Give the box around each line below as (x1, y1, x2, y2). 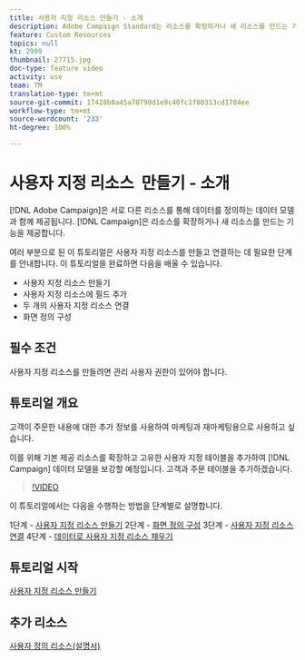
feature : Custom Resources (9, 30, 112, 39)
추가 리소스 (9, 615, 68, 630)
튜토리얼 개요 (9, 396, 79, 411)
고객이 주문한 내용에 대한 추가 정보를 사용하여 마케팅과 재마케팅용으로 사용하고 (9, 421, 286, 432)
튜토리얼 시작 (9, 559, 79, 575)
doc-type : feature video (9, 64, 103, 74)
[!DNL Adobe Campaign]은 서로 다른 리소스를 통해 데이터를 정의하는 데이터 (9, 204, 279, 215)
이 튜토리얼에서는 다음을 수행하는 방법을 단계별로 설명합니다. (9, 500, 223, 511)
